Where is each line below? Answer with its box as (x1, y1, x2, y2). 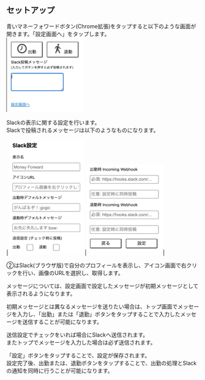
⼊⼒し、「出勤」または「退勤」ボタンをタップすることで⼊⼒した (17, 310, 181, 318)
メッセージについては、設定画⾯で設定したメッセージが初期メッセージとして (6, 282, 199, 290)
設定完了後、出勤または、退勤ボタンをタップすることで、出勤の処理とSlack (6, 359, 197, 367)
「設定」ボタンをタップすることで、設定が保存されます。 (6, 351, 151, 359)
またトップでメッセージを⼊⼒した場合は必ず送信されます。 (6, 338, 156, 346)
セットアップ (6, 5, 55, 16)
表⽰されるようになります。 (6, 290, 76, 297)
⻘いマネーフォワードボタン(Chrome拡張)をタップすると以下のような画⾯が (6, 23, 196, 30)
